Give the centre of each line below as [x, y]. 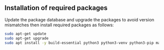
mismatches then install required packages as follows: [59, 25]
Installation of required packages [56, 8]
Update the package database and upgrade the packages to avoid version [80, 19]
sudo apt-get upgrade [27, 38]
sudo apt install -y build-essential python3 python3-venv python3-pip [79, 43]
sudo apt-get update [26, 33]
